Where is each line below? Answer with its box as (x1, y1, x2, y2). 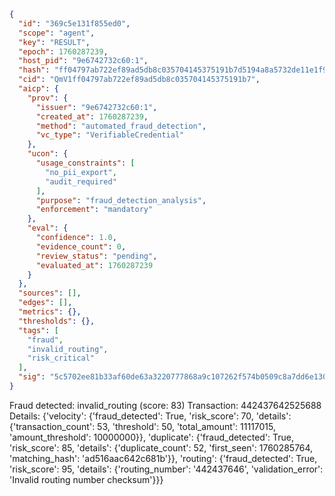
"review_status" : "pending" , (35, 251, 158, 261)
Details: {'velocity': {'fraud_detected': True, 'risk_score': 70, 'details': (9, 410, 292, 422)
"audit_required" (45, 176, 117, 187)
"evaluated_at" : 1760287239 (35, 260, 154, 270)
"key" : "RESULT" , (18, 37, 91, 47)
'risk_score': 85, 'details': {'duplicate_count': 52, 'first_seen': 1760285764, (9, 441, 314, 454)
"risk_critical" (27, 353, 96, 364)
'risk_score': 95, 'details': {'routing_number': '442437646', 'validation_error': (9, 463, 324, 475)
